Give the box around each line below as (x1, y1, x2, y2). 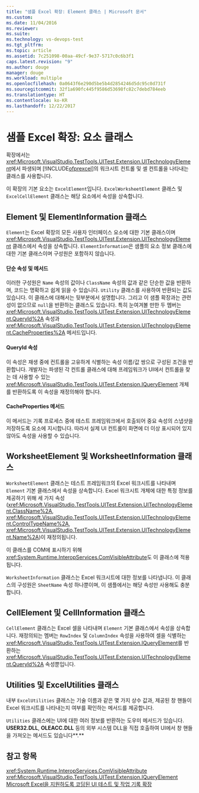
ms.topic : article (6, 48, 52, 54)
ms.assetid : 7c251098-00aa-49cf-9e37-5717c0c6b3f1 (6, 53, 134, 59)
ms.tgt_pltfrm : (6, 42, 44, 48)
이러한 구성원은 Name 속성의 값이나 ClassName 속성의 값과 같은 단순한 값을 (6, 279, 175, 286)
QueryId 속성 (6, 344, 38, 351)
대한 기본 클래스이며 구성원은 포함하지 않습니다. (6, 250, 116, 257)
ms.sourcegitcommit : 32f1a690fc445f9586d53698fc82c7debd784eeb (6, 86, 166, 92)
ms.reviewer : (6, 25, 39, 32)
